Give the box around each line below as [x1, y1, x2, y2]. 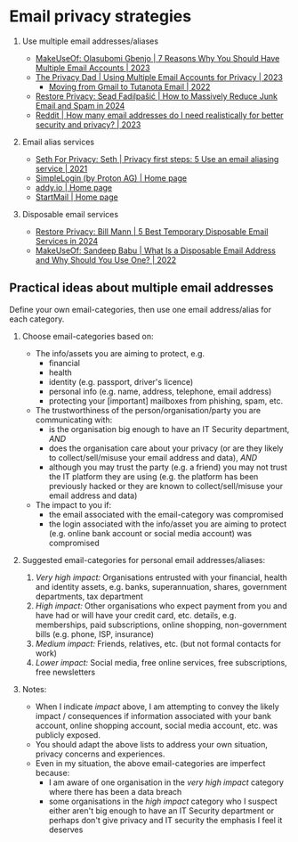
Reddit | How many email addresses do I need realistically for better [35, 110, 284, 120]
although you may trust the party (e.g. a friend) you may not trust [48, 462, 287, 472]
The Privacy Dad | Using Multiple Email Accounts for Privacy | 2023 [35, 71, 283, 82]
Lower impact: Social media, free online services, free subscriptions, [35, 657, 287, 667]
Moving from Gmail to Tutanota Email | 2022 [48, 81, 211, 92]
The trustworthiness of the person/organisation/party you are [35, 405, 261, 415]
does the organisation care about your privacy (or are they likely [48, 443, 284, 454]
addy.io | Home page [35, 182, 113, 192]
